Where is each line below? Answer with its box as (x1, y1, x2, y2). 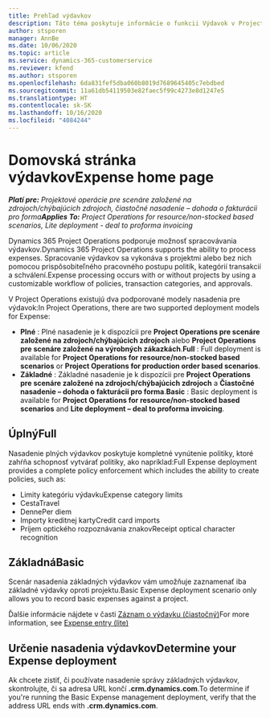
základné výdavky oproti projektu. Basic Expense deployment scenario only (8, 585, 257, 595)
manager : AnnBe (8, 34, 59, 43)
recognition (19, 532, 59, 542)
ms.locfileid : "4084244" (8, 117, 92, 125)
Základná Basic (8, 556, 84, 569)
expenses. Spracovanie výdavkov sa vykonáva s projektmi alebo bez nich (8, 252, 252, 262)
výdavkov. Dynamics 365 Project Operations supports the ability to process (8, 244, 256, 254)
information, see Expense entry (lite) (8, 618, 129, 628)
